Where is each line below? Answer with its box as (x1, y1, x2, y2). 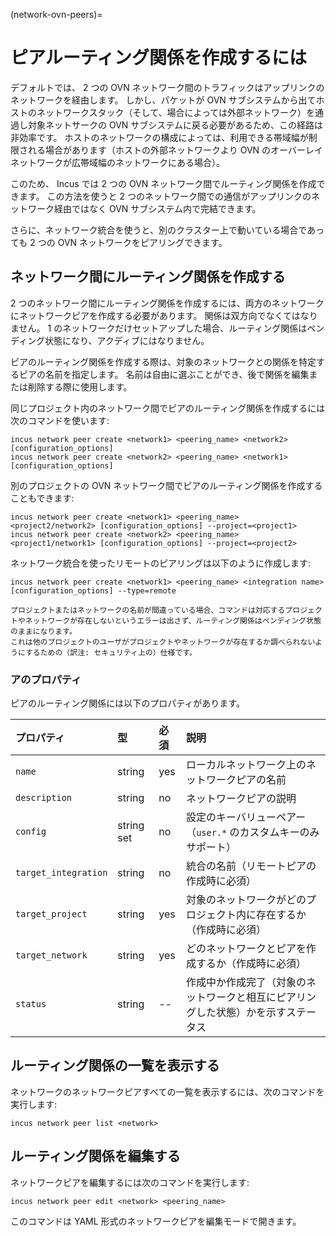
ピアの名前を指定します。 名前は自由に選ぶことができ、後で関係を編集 (18, 368, 310, 380)
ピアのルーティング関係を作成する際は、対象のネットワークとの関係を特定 (10, 355, 317, 368)
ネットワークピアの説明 (186, 792, 297, 806)
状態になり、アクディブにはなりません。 (44, 334, 210, 346)
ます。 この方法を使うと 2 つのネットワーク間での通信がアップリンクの (18, 190, 312, 202)
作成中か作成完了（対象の (186, 975, 307, 989)
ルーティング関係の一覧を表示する (10, 1057, 220, 1074)
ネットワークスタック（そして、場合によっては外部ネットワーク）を (36, 106, 316, 118)
